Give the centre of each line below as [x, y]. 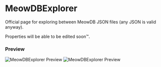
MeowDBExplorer [41, 8]
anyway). [14, 27]
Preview [15, 49]
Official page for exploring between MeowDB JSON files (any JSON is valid [80, 22]
